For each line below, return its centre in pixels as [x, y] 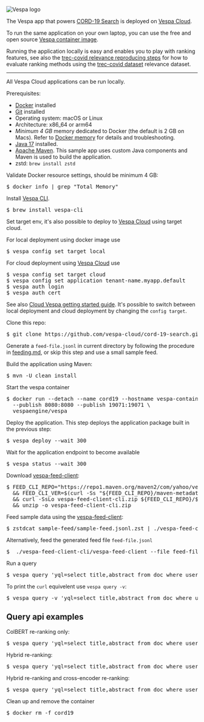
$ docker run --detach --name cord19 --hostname [80, 399]
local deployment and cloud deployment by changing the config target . [97, 311]
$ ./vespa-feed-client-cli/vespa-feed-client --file [88, 551]
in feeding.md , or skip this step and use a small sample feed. [82, 352]
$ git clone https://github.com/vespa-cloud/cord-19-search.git [104, 334]
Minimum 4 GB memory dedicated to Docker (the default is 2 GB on [100, 131]
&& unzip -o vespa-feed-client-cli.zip [72, 505]
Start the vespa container [38, 387]
